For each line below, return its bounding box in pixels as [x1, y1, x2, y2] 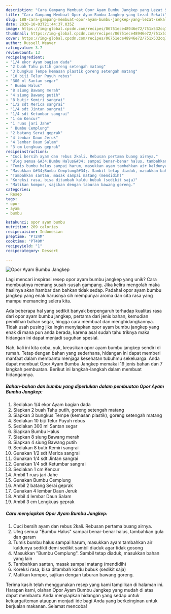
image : [6, 26, 20, 32]
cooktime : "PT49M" [6, 238, 45, 244]
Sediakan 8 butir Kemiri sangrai [13, 445, 79, 451]
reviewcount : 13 [6, 50, 40, 55]
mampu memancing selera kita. [6, 298, 72, 304]
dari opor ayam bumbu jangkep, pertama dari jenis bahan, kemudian [6, 313, 149, 319]
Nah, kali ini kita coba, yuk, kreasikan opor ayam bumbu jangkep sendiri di [6, 345, 161, 351]
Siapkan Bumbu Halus [13, 428, 60, 435]
